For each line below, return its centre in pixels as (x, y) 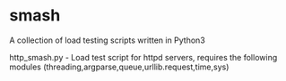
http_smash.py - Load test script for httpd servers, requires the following (143, 57)
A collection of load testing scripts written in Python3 (108, 40)
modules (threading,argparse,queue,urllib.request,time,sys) (119, 67)
